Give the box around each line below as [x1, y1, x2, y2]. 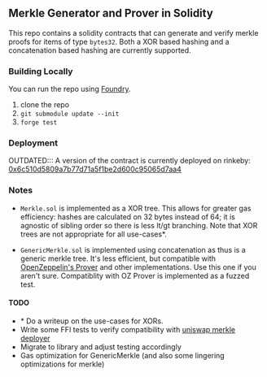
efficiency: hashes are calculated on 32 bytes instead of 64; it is [20, 211, 236, 222]
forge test [20, 119, 58, 127]
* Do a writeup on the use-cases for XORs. [20, 316, 164, 326]
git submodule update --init [20, 110, 120, 119]
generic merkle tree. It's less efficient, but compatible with [20, 253, 217, 263]
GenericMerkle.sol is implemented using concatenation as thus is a [20, 245, 246, 254]
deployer [20, 333, 50, 343]
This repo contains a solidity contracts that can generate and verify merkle [8, 28, 259, 37]
